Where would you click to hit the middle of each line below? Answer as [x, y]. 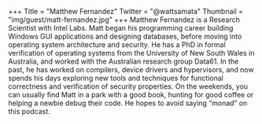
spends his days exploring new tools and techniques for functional [116, 78]
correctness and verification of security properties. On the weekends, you [128, 86]
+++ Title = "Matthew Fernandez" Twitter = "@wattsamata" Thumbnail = [126, 11]
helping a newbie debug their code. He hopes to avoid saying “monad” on [128, 103]
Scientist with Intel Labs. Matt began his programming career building [121, 28]
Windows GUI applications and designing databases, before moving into [125, 36]
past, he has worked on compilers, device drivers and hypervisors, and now [131, 69]
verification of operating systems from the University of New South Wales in [131, 53]
